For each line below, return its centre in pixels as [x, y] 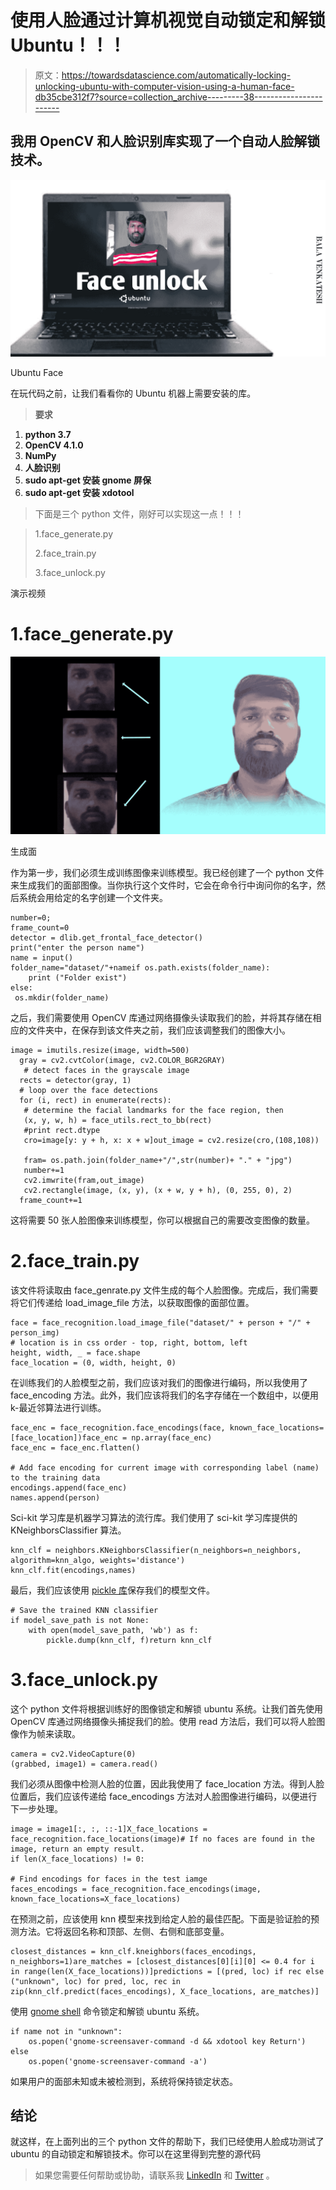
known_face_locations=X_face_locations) [96, 1899]
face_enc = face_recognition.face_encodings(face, [118, 1427]
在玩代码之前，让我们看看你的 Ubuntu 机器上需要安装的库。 [133, 393]
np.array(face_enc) [172, 1437]
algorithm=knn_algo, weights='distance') [98, 1560]
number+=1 [44, 1170]
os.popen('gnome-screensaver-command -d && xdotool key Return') [167, 2041]
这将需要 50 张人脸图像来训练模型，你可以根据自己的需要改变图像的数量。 [163, 1220]
